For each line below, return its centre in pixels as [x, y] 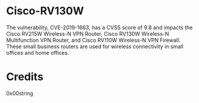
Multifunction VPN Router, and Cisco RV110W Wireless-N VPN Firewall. [94, 40]
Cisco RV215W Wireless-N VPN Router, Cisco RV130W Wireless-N [88, 33]
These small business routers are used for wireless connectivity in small [95, 46]
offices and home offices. [38, 52]
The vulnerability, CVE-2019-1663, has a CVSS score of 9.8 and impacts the [99, 27]
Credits [25, 77]
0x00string [20, 93]
